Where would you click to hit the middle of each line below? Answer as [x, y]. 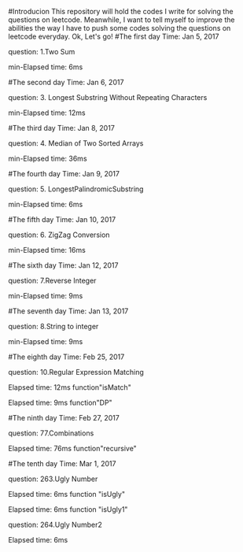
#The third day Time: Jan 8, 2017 [62, 128]
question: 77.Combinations [51, 433]
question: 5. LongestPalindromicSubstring [76, 189]
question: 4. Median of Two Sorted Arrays [76, 143]
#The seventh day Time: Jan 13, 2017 [68, 311]
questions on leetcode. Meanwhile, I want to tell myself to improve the [121, 20]
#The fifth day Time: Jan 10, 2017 [62, 219]
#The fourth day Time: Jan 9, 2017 [64, 174]
